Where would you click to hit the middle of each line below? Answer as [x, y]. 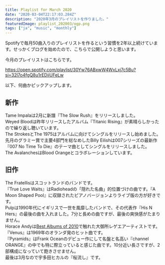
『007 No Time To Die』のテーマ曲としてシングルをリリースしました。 [77, 146]
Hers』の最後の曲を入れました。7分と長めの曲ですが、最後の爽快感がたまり [83, 214]
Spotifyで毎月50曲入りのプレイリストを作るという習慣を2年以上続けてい [79, 43]
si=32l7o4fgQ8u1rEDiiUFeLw [34, 75]
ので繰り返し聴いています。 [33, 128]
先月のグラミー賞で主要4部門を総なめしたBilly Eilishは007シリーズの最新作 [81, 140]
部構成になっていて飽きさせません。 [42, 251]
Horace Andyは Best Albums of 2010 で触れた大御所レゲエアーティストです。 [82, 226]
